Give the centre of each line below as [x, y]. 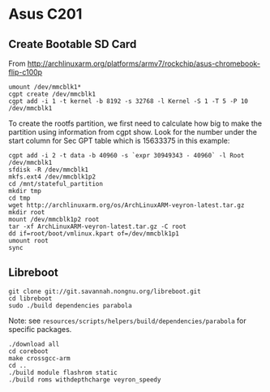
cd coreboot [28, 351]
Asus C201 [45, 14]
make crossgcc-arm [39, 358]
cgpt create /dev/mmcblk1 [52, 94]
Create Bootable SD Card [73, 44]
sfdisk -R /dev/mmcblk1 [49, 170]
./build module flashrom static [63, 373]
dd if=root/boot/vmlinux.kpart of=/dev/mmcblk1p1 [94, 234]
